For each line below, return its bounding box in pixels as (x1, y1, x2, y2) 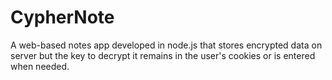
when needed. (10, 60, 70, 72)
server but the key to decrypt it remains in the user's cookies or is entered (10, 49, 316, 61)
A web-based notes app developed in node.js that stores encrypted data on (10, 39, 323, 51)
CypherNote (10, 6, 115, 29)
